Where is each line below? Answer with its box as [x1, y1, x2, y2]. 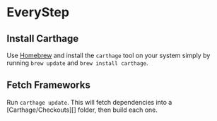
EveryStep [6, 4, 70, 21]
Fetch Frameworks [6, 79, 91, 91]
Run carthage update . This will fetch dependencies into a [6, 98, 172, 106]
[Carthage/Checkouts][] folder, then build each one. [6, 105, 158, 114]
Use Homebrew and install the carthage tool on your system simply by [6, 51, 211, 59]
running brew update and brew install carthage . [6, 59, 149, 67]
